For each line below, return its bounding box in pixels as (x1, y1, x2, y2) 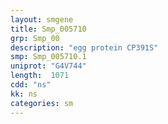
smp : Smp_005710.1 (10, 52, 87, 62)
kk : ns (10, 89, 38, 99)
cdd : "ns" (10, 80, 52, 90)
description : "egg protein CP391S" (10, 42, 159, 53)
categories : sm (10, 98, 74, 108)
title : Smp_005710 (10, 24, 87, 34)
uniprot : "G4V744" (10, 61, 87, 71)
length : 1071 (10, 71, 70, 81)
